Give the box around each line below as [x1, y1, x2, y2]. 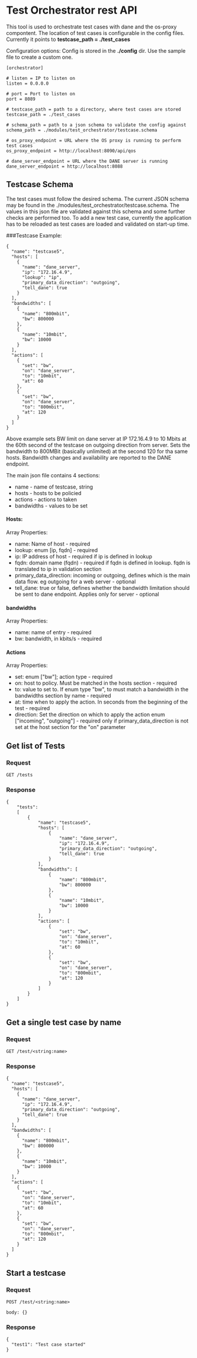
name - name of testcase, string [14, 483, 93, 490]
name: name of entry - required [14, 629, 92, 636]
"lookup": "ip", [21, 274, 62, 280]
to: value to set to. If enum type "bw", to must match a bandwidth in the [14, 686, 189, 693]
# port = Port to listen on [6, 91, 76, 97]
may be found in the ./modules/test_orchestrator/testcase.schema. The [6, 201, 179, 208]
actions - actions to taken [14, 496, 77, 503]
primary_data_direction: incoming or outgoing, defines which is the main [14, 572, 190, 579]
